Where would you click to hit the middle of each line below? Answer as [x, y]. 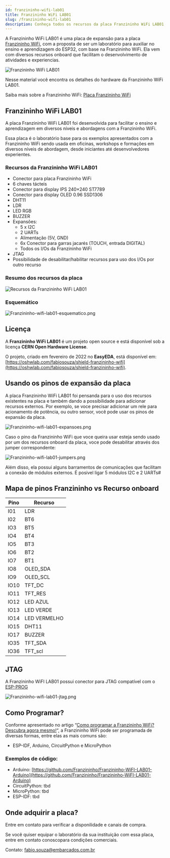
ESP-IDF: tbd [26, 797]
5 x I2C [28, 227]
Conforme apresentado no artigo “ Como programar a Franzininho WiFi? [80, 725]
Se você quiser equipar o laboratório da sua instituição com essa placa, [80, 835]
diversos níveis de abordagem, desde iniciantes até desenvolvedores [77, 149]
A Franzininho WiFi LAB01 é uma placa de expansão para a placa [73, 39]
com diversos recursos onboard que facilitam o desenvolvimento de [76, 55]
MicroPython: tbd [31, 791]
